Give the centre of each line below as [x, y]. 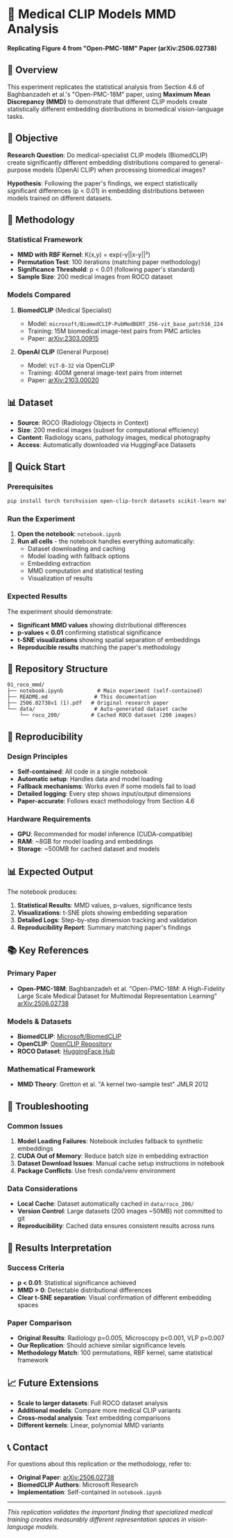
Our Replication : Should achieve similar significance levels [101, 1345]
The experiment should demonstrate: [60, 612]
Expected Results [37, 596]
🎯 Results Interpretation [60, 1248]
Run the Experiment [41, 518]
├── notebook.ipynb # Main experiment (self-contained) [105, 691]
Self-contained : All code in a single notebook [82, 771]
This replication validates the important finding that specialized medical [110, 1512]
